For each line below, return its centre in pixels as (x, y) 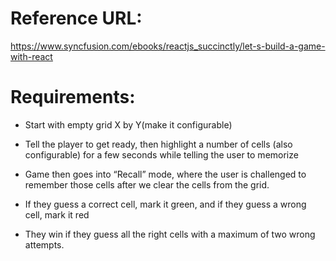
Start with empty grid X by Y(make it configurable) (128, 124)
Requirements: (73, 97)
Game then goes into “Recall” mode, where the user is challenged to (165, 174)
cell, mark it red (57, 214)
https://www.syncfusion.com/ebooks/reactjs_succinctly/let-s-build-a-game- (168, 46)
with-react (31, 56)
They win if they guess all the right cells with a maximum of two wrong (170, 234)
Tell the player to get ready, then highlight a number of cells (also (158, 144)
